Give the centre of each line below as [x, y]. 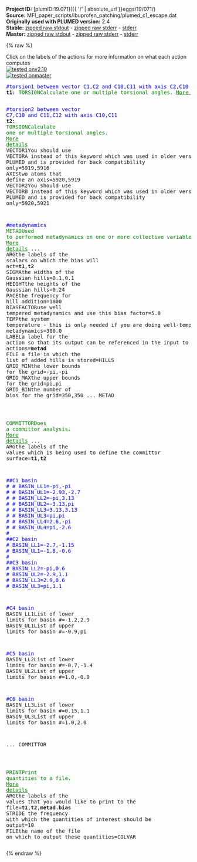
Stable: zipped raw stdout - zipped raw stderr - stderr [71, 28]
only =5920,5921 [28, 203]
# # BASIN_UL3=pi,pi [36, 515]
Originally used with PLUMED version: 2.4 [58, 21]
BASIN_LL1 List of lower [40, 614]
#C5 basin [20, 653]
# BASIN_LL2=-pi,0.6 [36, 568]
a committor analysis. [39, 429]
